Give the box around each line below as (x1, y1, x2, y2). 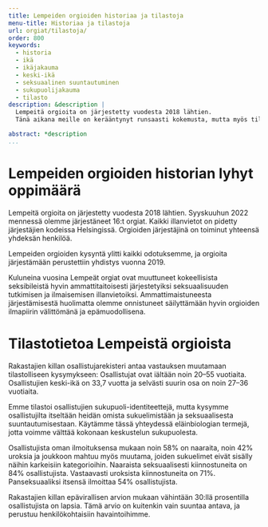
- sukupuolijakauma (15, 85, 81, 94)
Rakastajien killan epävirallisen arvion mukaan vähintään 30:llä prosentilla (8, 492, 250, 501)
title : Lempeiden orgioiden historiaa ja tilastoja (8, 11, 183, 20)
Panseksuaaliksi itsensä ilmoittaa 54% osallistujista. (8, 477, 178, 486)
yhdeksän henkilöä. (8, 233, 73, 243)
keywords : (8, 42, 41, 50)
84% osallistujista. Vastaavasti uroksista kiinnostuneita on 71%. (8, 468, 216, 477)
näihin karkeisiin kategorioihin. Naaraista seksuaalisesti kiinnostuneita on (8, 460, 247, 470)
